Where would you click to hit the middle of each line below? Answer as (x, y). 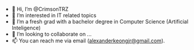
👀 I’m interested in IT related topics (54, 15)
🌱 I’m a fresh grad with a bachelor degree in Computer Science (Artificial (100, 21)
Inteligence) (26, 28)
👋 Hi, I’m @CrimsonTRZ (40, 9)
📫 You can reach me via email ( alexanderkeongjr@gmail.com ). (88, 41)
